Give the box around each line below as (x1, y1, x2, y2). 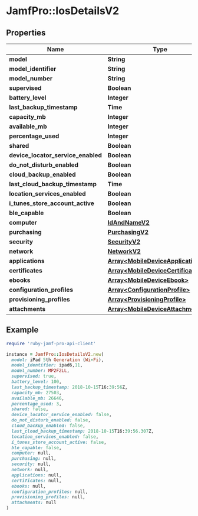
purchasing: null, (11, 456, 57, 462)
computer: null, (11, 450, 51, 456)
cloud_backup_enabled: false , (11, 423, 85, 429)
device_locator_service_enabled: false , (11, 412, 112, 418)
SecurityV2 (107, 238, 141, 246)
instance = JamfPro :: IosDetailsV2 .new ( (6, 351, 104, 357)
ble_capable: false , (11, 444, 62, 450)
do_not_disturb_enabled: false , (11, 417, 91, 423)
